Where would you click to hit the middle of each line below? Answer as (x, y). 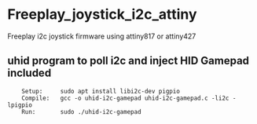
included (29, 73)
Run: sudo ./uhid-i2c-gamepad (82, 111)
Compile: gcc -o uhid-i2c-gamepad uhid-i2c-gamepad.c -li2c (125, 98)
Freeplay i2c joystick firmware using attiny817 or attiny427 (102, 36)
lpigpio (20, 105)
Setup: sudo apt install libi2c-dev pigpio (101, 91)
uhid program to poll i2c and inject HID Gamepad (128, 61)
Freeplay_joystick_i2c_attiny (102, 15)
